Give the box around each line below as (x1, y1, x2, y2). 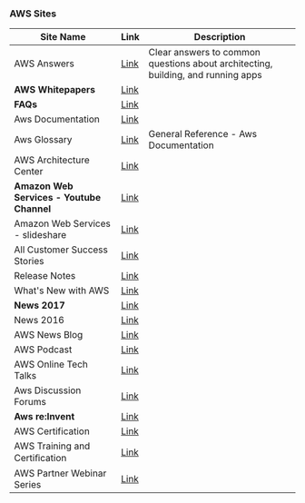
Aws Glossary (14, 133, 73, 146)
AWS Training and (14, 439, 91, 452)
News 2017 (14, 299, 65, 311)
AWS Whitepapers (14, 84, 95, 96)
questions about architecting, (148, 57, 273, 70)
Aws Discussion (14, 384, 82, 397)
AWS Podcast (14, 343, 73, 356)
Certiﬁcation (14, 452, 67, 465)
